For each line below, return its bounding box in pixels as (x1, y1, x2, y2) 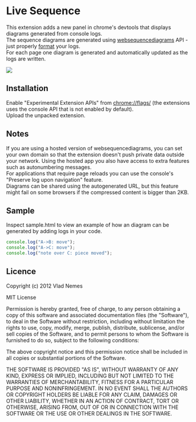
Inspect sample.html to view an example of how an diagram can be (6, 221, 169, 228)
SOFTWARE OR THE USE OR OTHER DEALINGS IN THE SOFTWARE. (6, 410, 172, 417)
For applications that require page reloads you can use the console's (6, 170, 173, 177)
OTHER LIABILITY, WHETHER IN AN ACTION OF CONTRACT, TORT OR (6, 397, 179, 404)
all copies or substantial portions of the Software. (6, 354, 126, 362)
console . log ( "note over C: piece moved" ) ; (6, 250, 113, 256)
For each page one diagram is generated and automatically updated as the (6, 49, 188, 56)
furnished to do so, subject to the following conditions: (6, 336, 139, 344)
